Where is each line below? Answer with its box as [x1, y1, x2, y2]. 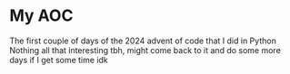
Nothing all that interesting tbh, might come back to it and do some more [9, 44, 282, 55]
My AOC [9, 5, 74, 26]
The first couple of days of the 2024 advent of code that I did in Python [9, 35, 277, 46]
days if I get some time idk [9, 54, 109, 65]
